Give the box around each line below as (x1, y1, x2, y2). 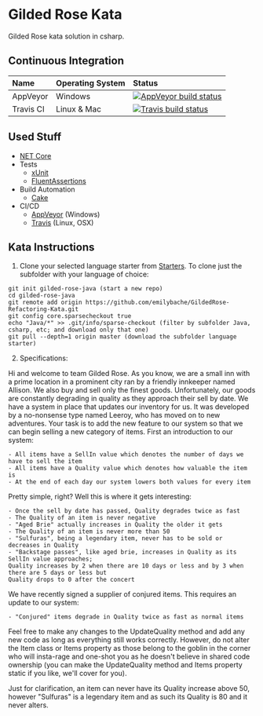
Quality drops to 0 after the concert (8, 575, 135, 584)
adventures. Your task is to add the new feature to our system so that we (8, 418, 243, 429)
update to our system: (8, 598, 80, 608)
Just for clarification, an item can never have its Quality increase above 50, (8, 684, 250, 693)
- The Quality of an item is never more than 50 (8, 528, 170, 535)
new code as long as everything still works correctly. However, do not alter (8, 635, 250, 645)
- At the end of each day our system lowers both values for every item (8, 478, 251, 486)
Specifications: (19, 353, 68, 363)
